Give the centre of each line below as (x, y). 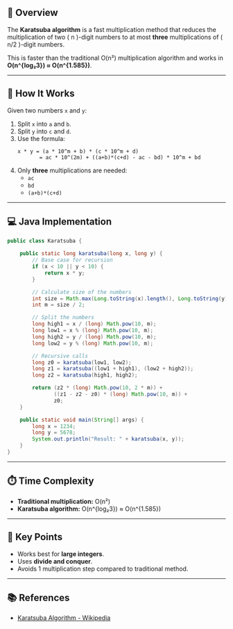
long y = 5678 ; (54, 433)
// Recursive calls (60, 356)
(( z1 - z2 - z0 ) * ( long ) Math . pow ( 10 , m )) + (121, 394)
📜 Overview (33, 13)
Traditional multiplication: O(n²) (64, 501)
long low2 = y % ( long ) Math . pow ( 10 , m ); (93, 343)
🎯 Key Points (35, 537)
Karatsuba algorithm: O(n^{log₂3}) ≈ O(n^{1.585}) (89, 509)
